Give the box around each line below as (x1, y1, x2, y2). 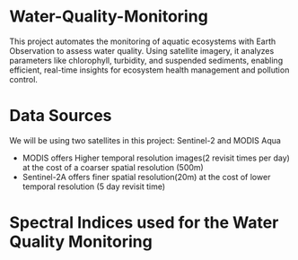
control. (9, 74, 39, 84)
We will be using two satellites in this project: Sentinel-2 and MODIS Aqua (9, 134, 281, 145)
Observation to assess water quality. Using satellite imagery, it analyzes (9, 45, 275, 56)
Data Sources (9, 106, 112, 126)
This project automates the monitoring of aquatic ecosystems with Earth (9, 36, 276, 47)
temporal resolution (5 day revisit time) (22, 181, 166, 192)
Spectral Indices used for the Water (9, 212, 279, 233)
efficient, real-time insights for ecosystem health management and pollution (9, 65, 290, 75)
